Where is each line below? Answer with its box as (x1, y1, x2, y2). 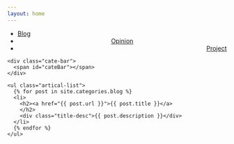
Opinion (111, 36, 134, 45)
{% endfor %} (13, 125, 52, 131)
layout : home (7, 10, 45, 17)
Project (206, 44, 227, 52)
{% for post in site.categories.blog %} (13, 88, 132, 95)
